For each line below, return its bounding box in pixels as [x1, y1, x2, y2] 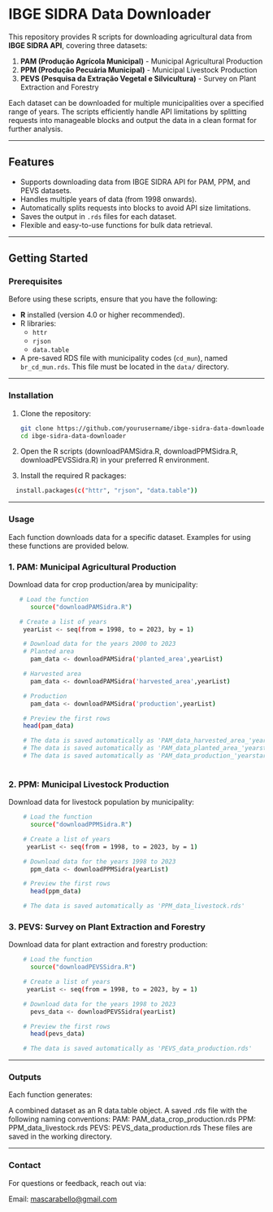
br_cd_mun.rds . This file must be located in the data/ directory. [19, 362, 230, 371]
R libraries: [19, 318, 57, 328]
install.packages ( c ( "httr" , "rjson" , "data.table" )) [15, 486, 198, 495]
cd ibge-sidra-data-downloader [19, 432, 127, 440]
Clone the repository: [19, 408, 92, 418]
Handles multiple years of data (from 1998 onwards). [19, 194, 197, 204]
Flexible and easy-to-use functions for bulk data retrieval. [19, 220, 213, 230]
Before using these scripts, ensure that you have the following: [8, 294, 218, 304]
